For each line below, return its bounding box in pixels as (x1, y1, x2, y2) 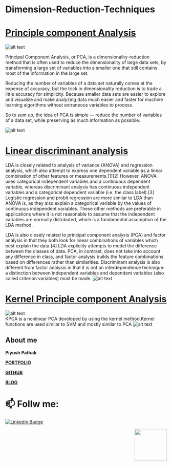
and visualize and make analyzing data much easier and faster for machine (5, 96, 163, 103)
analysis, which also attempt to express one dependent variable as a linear (5, 167, 163, 174)
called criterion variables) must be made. (5, 276, 92, 282)
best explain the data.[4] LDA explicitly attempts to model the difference (5, 243, 157, 249)
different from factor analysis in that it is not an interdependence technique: (5, 265, 165, 271)
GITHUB (5, 369, 23, 375)
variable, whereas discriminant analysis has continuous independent (5, 184, 150, 190)
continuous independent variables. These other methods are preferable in (5, 206, 161, 212)
